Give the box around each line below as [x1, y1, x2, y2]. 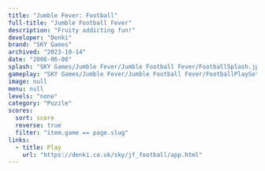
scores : [8, 107, 34, 115]
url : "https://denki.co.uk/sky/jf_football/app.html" [22, 151, 203, 158]
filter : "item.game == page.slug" [15, 128, 129, 136]
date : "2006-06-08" [8, 56, 73, 64]
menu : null [8, 84, 44, 93]
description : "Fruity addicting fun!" [8, 26, 136, 34]
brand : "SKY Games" [8, 41, 73, 49]
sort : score [15, 114, 55, 122]
